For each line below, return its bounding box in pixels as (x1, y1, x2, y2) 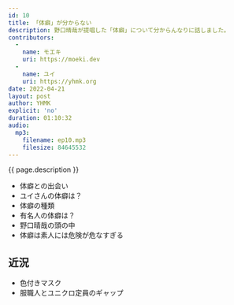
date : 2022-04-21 (8, 84, 65, 93)
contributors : (8, 33, 55, 42)
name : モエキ (22, 48, 61, 56)
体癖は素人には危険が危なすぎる (19, 230, 124, 240)
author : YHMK (8, 99, 51, 107)
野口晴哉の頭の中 (19, 221, 76, 230)
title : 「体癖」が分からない (8, 19, 92, 27)
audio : (8, 121, 30, 129)
